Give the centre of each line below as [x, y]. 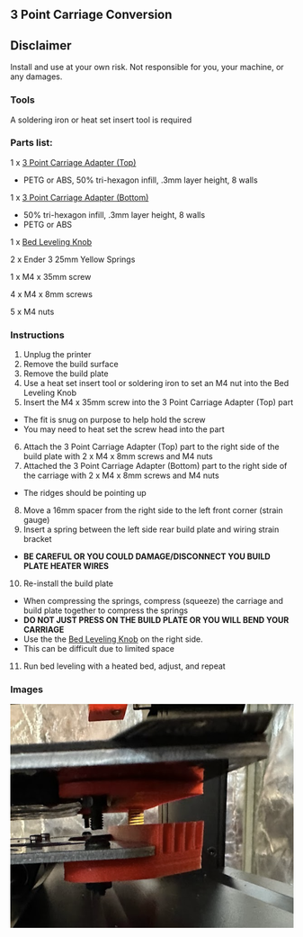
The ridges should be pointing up [85, 493]
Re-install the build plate [68, 583]
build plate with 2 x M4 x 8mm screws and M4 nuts [118, 456]
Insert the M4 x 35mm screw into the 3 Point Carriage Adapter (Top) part [158, 402]
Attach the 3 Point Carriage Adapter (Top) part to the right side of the [151, 447]
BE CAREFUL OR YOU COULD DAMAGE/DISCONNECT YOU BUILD [147, 556]
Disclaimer [41, 45]
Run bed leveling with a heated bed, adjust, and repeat [124, 666]
